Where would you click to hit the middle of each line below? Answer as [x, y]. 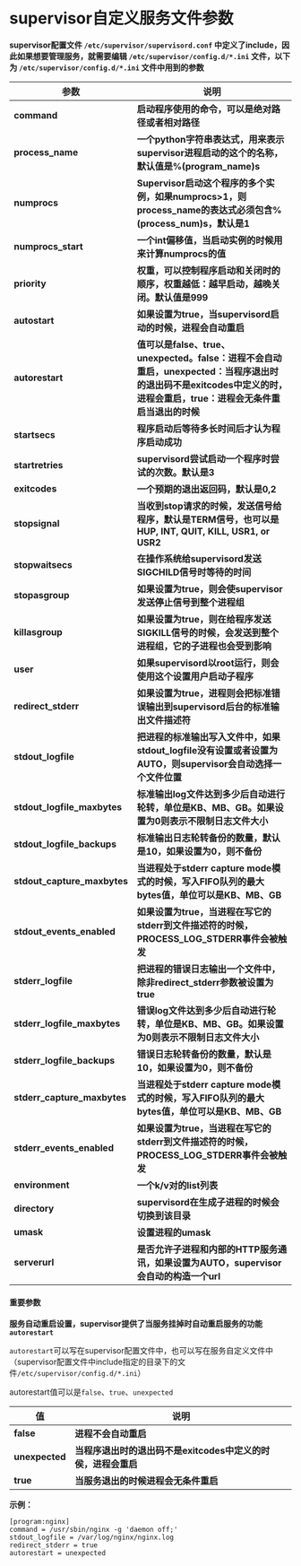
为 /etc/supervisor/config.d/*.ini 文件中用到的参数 [107, 67]
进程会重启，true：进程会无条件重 [208, 398]
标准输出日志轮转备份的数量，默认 [208, 838]
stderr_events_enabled [64, 1147]
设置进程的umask [174, 1232]
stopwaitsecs [43, 564]
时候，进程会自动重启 [199, 327]
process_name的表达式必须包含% [209, 210]
